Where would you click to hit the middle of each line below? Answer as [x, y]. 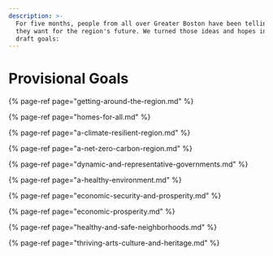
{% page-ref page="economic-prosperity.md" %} [92, 211]
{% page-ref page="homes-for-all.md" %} [80, 117]
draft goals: [38, 39]
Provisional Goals [69, 79]
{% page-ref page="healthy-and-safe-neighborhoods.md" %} [113, 228]
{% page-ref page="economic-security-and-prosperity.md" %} [115, 196]
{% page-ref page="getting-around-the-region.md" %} [101, 102]
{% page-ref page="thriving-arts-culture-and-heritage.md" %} [114, 243]
